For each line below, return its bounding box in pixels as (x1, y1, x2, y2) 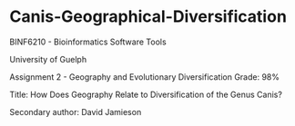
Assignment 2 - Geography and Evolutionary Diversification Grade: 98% (9, 71, 280, 82)
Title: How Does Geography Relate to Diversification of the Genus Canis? (9, 89, 282, 100)
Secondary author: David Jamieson (9, 106, 142, 117)
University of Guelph (9, 53, 87, 64)
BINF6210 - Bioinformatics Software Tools (9, 36, 167, 47)
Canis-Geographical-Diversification (9, 6, 287, 27)
